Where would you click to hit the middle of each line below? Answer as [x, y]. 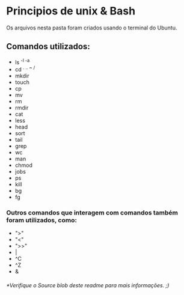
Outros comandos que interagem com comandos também [92, 213]
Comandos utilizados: [48, 47]
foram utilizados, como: [41, 220]
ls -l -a [22, 61]
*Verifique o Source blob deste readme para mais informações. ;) [88, 285]
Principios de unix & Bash [71, 11]
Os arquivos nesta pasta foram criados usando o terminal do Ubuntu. [92, 28]
